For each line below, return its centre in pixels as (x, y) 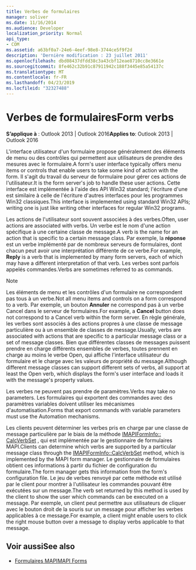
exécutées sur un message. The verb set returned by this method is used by (97, 490)
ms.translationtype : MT (35, 72)
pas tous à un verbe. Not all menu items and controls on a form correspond (96, 298)
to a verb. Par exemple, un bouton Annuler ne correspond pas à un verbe (95, 305)
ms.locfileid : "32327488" (38, 88)
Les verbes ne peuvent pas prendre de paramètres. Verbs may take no (91, 391)
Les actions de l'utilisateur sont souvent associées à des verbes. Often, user (97, 219)
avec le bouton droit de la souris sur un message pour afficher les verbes (94, 509)
